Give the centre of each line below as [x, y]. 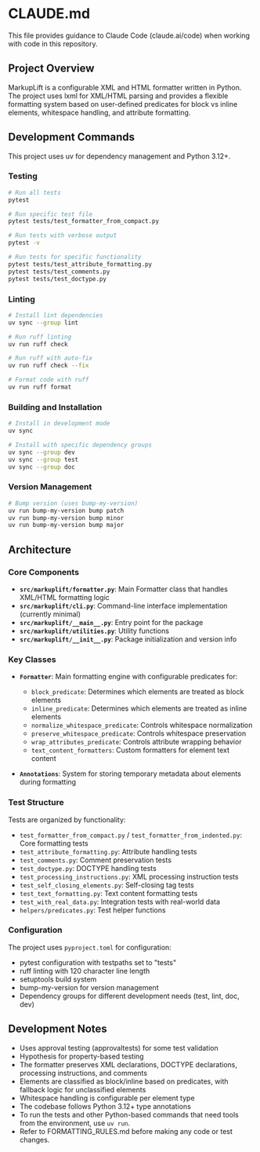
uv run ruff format [40, 387]
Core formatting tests [54, 843]
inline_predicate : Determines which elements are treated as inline [139, 708]
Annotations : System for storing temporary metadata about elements [130, 773]
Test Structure [36, 803]
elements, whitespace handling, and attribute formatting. [99, 112]
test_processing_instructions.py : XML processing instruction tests [129, 876]
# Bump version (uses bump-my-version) [73, 503]
